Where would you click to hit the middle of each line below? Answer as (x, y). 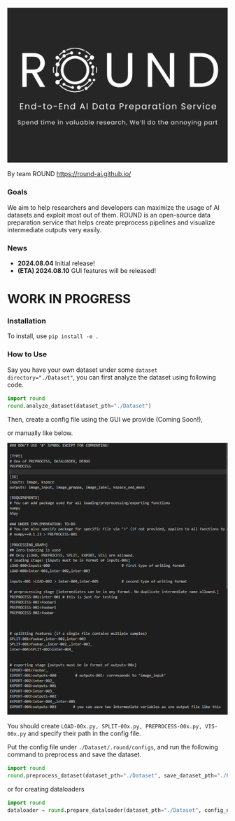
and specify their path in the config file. (84, 733)
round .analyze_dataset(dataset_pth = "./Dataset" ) (79, 406)
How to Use (27, 354)
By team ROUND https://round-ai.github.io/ (69, 174)
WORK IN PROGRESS (69, 299)
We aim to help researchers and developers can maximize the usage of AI (114, 207)
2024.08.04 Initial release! (56, 263)
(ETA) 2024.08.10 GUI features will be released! (86, 270)
